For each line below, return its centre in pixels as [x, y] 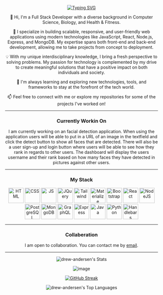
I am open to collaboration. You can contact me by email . [81, 245]
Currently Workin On [81, 121]
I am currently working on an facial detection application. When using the [81, 131]
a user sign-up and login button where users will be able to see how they [81, 147]
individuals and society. [81, 72]
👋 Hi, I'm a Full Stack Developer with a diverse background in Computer [81, 17]
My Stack [81, 180]
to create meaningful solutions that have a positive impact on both [81, 67]
